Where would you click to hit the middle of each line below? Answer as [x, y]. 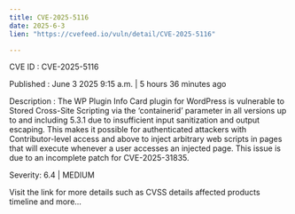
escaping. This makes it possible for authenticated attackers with [128, 130]
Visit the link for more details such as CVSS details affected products [135, 193]
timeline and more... [46, 202]
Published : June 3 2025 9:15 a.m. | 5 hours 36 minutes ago [118, 84]
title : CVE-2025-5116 [49, 17]
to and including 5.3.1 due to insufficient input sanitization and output [134, 120]
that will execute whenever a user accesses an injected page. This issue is [145, 148]
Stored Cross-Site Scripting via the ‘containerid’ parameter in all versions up [148, 111]
